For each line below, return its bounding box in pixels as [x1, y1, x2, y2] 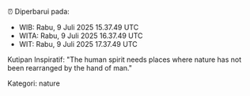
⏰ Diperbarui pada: [7, 7, 70, 16]
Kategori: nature [7, 79, 60, 88]
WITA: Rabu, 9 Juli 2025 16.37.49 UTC [18, 31, 143, 40]
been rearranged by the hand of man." [7, 63, 132, 72]
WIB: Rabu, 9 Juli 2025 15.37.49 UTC [18, 23, 139, 32]
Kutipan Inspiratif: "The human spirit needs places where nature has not [7, 55, 242, 64]
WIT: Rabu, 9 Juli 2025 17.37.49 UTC [18, 40, 138, 48]
